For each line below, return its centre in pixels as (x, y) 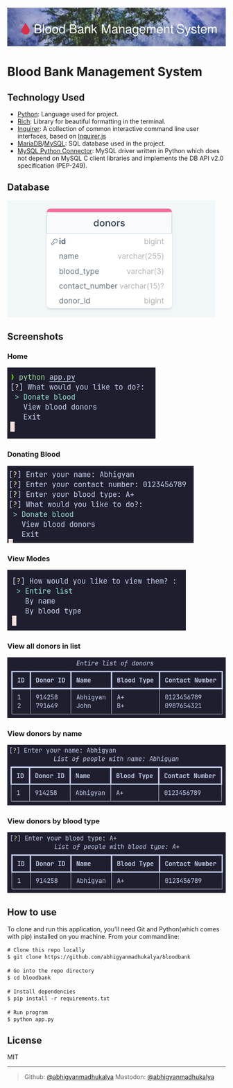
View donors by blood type (54, 821)
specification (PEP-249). (52, 165)
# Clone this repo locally (46, 950)
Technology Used (46, 97)
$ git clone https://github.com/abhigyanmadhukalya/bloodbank (99, 957)
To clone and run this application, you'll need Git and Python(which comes (113, 929)
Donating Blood (34, 455)
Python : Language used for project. (68, 114)
